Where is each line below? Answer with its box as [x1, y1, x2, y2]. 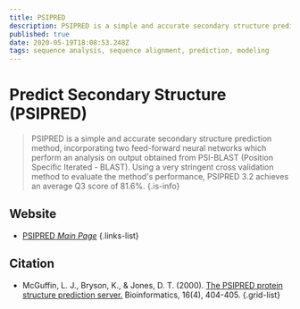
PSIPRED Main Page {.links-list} [21, 230, 140, 241]
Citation [9, 256, 55, 271]
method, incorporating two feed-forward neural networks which [30, 143, 267, 154]
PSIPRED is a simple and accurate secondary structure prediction [30, 133, 272, 144]
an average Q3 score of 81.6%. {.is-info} [30, 180, 180, 192]
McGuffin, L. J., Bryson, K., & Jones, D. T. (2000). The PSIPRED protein [21, 280, 284, 290]
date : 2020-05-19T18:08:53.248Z [9, 38, 129, 47]
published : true [9, 29, 70, 38]
